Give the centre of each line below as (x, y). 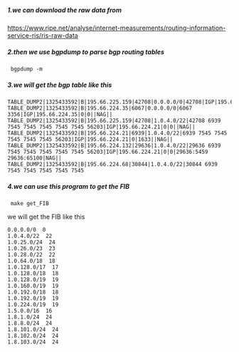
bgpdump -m (26, 69)
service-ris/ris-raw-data (43, 35)
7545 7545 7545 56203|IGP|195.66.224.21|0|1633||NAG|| (90, 139)
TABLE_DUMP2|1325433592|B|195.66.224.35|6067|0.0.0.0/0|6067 (100, 108)
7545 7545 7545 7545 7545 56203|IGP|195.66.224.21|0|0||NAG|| (101, 127)
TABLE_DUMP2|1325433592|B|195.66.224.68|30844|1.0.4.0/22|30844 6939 (113, 164)
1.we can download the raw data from (65, 10)
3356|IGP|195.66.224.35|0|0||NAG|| (60, 114)
